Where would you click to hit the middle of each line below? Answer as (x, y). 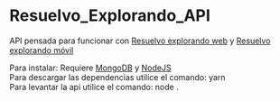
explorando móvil (42, 50)
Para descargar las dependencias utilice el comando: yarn (117, 77)
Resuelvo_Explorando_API (110, 16)
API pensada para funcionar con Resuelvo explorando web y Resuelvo (140, 41)
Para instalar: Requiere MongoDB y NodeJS (90, 68)
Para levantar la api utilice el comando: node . (94, 87)
